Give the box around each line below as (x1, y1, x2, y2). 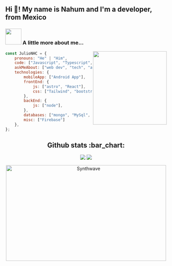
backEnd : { (24, 98, 47, 104)
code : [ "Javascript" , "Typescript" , (14, 60, 93, 65)
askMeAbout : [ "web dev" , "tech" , (14, 65, 86, 70)
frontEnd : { (24, 79, 50, 84)
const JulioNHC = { (5, 51, 47, 56)
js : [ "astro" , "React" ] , (32, 84, 86, 89)
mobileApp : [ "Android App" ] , (24, 75, 86, 80)
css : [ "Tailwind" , (32, 89, 72, 94)
